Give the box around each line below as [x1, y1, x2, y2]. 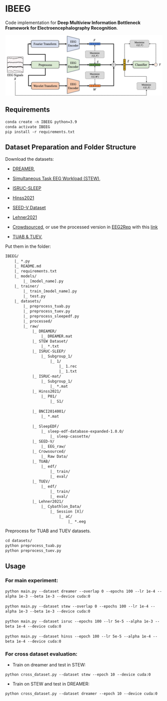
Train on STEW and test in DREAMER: [12, 681, 90, 687]
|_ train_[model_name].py [23, 289, 77, 294]
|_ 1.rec [58, 364, 77, 369]
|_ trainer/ [14, 284, 39, 289]
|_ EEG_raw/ [40, 444, 66, 449]
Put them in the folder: [5, 243, 51, 249]
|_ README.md [14, 264, 41, 269]
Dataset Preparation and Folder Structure [5, 143, 136, 152]
